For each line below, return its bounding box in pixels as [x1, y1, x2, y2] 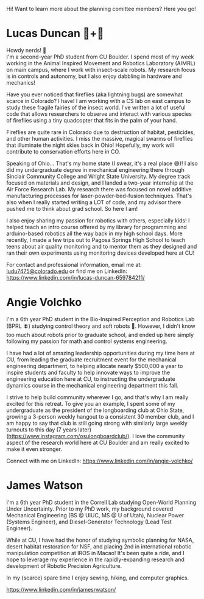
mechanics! [6, 79, 35, 86]
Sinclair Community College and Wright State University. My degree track [6, 172, 191, 180]
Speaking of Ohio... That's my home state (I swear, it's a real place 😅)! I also [6, 160, 198, 167]
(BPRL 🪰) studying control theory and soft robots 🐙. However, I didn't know [6, 322, 196, 330]
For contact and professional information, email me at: [6, 261, 142, 268]
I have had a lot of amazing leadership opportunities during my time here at [6, 349, 195, 356]
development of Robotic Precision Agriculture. [6, 562, 122, 569]
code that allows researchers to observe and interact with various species [6, 110, 192, 118]
